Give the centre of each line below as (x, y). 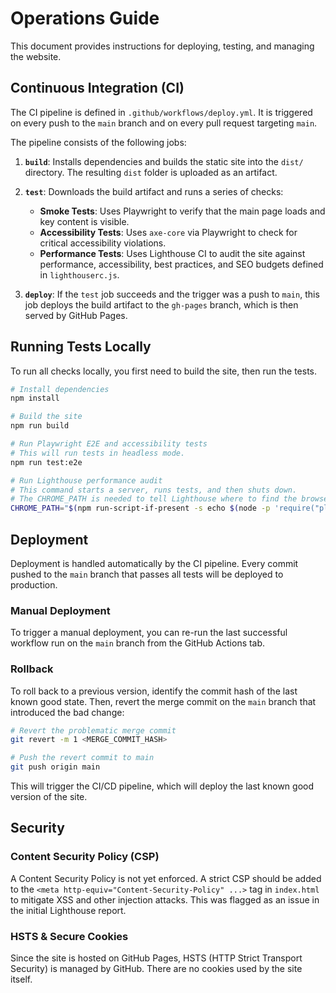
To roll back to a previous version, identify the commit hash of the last (154, 691)
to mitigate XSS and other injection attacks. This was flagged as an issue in (165, 899)
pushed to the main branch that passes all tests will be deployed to (147, 574)
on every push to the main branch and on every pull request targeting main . (164, 123)
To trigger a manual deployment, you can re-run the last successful (149, 633)
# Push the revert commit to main (82, 758)
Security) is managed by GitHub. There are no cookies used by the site (156, 969)
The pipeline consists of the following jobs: (98, 142)
